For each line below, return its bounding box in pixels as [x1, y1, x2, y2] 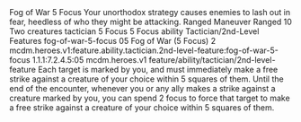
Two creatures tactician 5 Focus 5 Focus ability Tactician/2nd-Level [9, 26, 260, 37]
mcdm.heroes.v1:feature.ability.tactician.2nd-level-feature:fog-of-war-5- [9, 45, 279, 56]
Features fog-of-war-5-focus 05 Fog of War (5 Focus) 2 [9, 36, 217, 46]
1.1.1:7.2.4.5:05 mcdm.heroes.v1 [31, 55, 147, 65]
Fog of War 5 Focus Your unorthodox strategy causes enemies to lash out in [9, 7, 290, 17]
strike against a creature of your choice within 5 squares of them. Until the [9, 74, 285, 84]
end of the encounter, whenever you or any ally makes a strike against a [9, 83, 276, 93]
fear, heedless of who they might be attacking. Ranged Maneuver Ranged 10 [9, 16, 292, 27]
